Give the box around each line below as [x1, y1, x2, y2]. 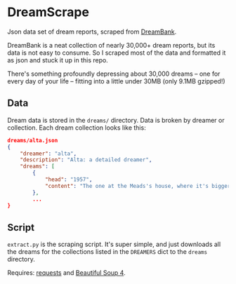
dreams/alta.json [7, 137, 58, 144]
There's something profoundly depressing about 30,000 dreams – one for [7, 69, 221, 78]
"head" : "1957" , [44, 176, 93, 183]
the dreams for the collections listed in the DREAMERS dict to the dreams [7, 248, 208, 256]
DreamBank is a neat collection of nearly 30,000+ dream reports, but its [7, 41, 216, 49]
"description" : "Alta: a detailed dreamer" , [20, 156, 152, 163]
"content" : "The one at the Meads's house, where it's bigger [44, 182, 231, 189]
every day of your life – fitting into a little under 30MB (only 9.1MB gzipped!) [7, 76, 226, 85]
